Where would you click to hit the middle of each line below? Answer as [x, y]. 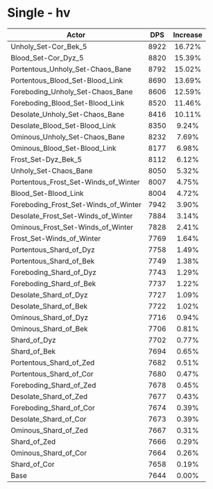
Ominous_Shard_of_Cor [49, 453]
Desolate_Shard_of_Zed [49, 396]
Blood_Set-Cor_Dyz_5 [48, 58]
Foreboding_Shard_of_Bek [53, 283]
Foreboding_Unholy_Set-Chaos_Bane [72, 92]
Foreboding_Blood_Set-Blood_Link [68, 103]
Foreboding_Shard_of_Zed [53, 385]
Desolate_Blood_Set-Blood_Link [63, 125]
